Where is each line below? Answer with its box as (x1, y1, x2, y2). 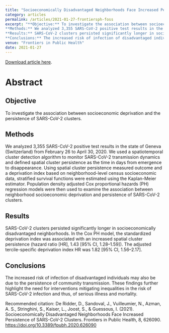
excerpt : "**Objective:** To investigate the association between (5, 21, 147, 27)
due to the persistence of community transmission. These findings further (5, 280, 158, 286)
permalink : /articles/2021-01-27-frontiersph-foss (5, 17, 114, 22)
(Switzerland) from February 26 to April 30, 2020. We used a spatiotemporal (5, 149, 163, 155)
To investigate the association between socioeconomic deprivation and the (5, 110, 161, 116)
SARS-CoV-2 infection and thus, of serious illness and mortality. (5, 291, 138, 297)
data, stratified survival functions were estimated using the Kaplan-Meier (5, 175, 156, 182)
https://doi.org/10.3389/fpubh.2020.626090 (5, 322, 97, 328)
